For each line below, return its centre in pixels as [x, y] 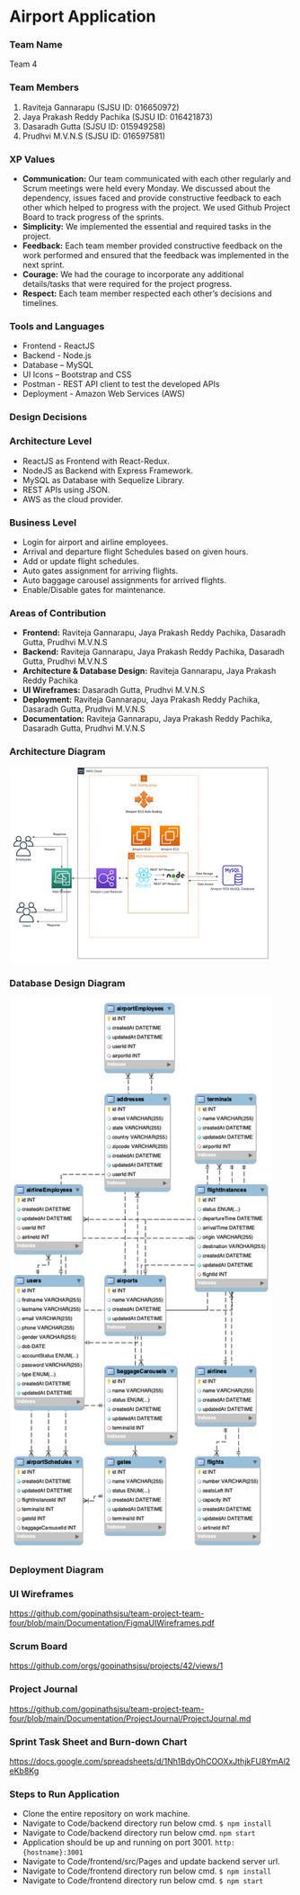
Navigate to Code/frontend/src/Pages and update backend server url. [151, 1862]
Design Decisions [49, 418]
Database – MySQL [58, 365]
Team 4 [23, 64]
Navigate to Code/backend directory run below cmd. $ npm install [147, 1823]
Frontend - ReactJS [58, 346]
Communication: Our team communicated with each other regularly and [157, 179]
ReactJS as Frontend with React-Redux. [96, 461]
